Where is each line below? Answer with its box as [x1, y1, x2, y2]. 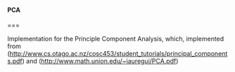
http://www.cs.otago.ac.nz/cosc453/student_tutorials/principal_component [9, 50, 228, 58]
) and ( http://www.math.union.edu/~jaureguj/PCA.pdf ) [22, 57, 179, 66]
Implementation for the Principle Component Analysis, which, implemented [7, 35, 224, 43]
